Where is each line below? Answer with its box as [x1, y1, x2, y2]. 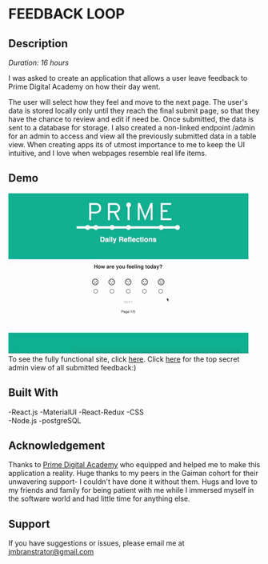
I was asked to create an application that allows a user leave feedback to [8, 74, 248, 82]
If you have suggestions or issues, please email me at [8, 538, 186, 548]
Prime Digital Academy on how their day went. [8, 82, 161, 91]
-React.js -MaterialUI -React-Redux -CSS [8, 407, 144, 417]
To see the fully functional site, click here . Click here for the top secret [8, 354, 240, 364]
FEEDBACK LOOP [8, 5, 126, 23]
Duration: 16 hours [8, 58, 70, 67]
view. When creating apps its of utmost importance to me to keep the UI [8, 140, 246, 149]
